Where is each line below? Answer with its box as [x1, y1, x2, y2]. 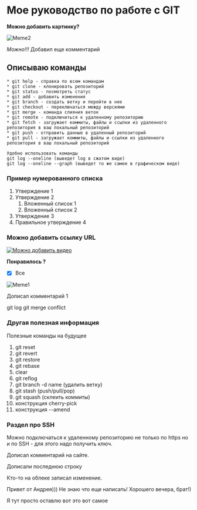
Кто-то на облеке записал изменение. [6, 474, 103, 481]
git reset [15, 343, 36, 350]
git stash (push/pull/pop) [15, 387, 75, 394]
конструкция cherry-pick [15, 400, 77, 407]
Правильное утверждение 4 [15, 219, 87, 226]
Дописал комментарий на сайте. [6, 452, 90, 458]
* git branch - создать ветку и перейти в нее [6, 99, 123, 105]
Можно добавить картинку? [6, 23, 80, 30]
